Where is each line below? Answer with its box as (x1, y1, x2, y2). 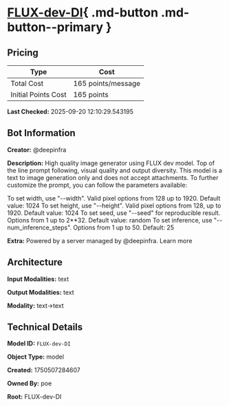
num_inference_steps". (7, 223, 72, 232)
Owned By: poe (7, 379, 52, 387)
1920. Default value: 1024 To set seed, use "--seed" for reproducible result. (7, 208, 221, 217)
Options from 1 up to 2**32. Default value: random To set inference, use (7, 216, 212, 224)
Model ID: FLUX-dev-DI (7, 339, 71, 348)
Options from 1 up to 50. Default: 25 (73, 223, 174, 232)
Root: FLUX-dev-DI (7, 393, 62, 401)
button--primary (7, 19, 104, 35)
